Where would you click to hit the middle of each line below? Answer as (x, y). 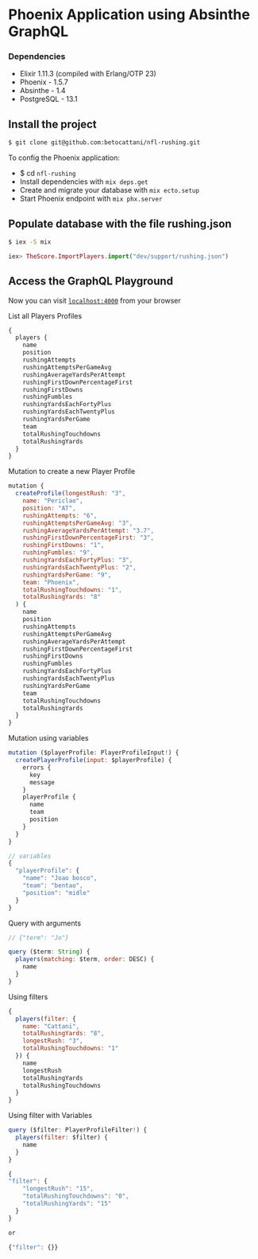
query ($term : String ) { (49, 952)
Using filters (28, 996)
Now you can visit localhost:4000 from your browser (94, 300)
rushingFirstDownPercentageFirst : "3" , (89, 538)
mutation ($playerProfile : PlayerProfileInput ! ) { (94, 753)
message (42, 782)
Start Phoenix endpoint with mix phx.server (91, 199)
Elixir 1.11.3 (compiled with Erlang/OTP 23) (88, 74)
